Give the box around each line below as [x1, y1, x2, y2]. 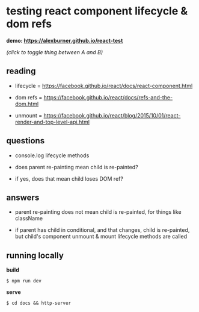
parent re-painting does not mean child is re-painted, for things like [14, 208, 182, 216]
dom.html [14, 100, 39, 107]
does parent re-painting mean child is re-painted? [14, 163, 138, 170]
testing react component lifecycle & [6, 4, 188, 18]
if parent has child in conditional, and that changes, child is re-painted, [14, 226, 190, 234]
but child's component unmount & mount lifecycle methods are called [14, 233, 188, 240]
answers [6, 192, 40, 202]
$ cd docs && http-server [6, 300, 71, 307]
